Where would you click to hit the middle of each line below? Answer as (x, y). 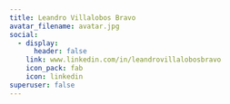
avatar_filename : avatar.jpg (65, 26)
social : (24, 34)
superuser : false (42, 85)
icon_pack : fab (55, 69)
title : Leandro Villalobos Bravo (73, 18)
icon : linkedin (55, 77)
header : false (60, 52)
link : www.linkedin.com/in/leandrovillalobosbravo (124, 60)
